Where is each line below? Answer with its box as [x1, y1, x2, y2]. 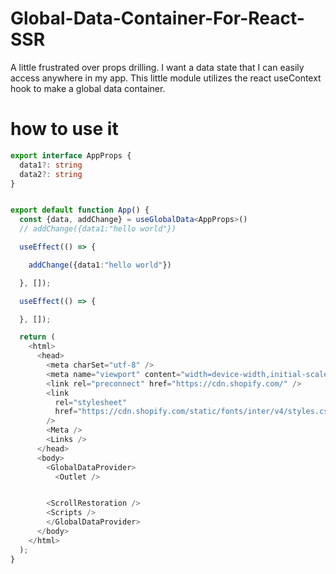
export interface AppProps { [10, 150, 132, 161]
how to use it [10, 118, 119, 141]
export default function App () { [10, 205, 150, 216]
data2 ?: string [19, 169, 83, 179]
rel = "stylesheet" [54, 397, 128, 407]
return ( [19, 332, 56, 342]
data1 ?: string [19, 160, 83, 170]
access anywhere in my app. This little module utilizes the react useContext [10, 72, 322, 84]
